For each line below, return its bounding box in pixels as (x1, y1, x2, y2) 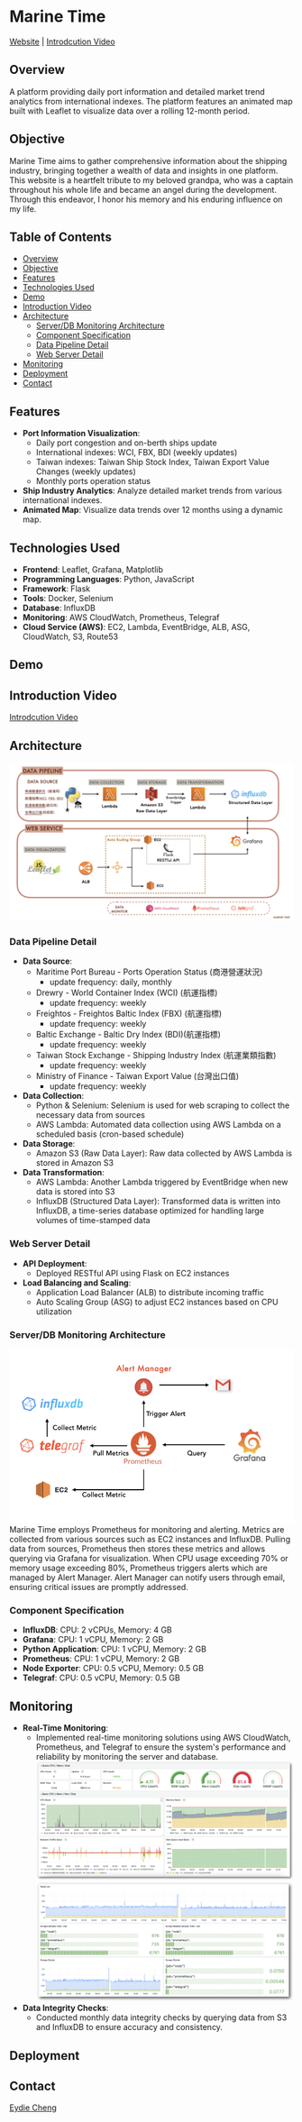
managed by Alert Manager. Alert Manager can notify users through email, (9, 1572, 286, 1583)
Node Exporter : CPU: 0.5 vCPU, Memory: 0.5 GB (22, 1663, 205, 1674)
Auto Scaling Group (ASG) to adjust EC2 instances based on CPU (35, 1296, 279, 1307)
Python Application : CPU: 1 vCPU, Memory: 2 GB (22, 1643, 207, 1655)
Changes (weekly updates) (35, 466, 137, 477)
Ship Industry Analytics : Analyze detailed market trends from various (22, 485, 282, 497)
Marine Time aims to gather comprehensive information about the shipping (9, 155, 288, 166)
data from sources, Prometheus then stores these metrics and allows (9, 1543, 266, 1554)
